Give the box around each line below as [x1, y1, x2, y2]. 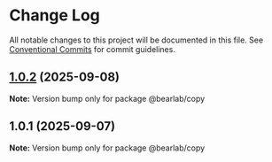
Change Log [9, 5, 100, 26]
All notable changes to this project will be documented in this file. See [9, 35, 264, 45]
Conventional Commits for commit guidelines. [9, 43, 175, 54]
